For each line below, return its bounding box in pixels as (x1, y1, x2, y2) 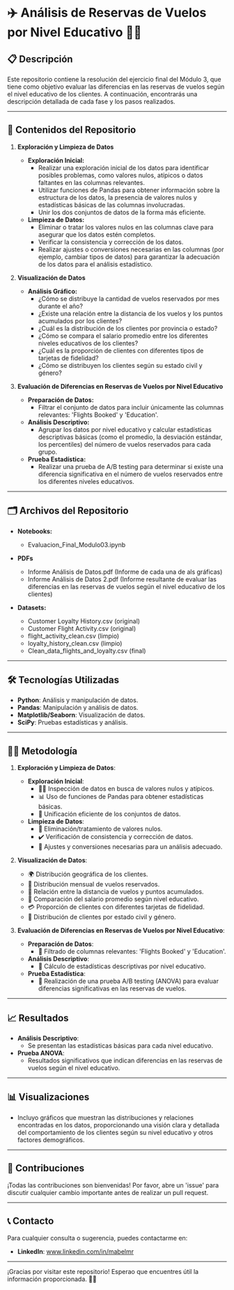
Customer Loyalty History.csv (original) (27, 616, 141, 625)
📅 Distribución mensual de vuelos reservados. (27, 880, 160, 889)
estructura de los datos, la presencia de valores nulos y (38, 193, 197, 202)
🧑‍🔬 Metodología (7, 745, 78, 757)
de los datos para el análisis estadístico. (38, 260, 153, 268)
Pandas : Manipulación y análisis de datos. (17, 704, 139, 712)
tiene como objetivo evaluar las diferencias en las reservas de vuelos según (7, 82, 225, 91)
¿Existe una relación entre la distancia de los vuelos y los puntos (38, 309, 223, 318)
